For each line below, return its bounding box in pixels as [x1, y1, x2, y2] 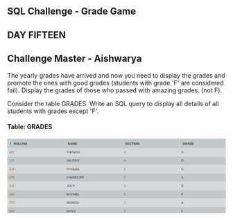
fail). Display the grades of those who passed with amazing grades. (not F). [7, 86, 223, 94]
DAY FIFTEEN [7, 29, 66, 41]
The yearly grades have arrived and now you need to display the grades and [7, 71, 225, 79]
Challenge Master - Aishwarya [7, 53, 142, 65]
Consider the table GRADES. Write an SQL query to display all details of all [7, 99, 219, 108]
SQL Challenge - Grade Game [7, 6, 137, 17]
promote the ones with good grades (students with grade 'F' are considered [7, 78, 224, 87]
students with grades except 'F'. [7, 107, 99, 115]
